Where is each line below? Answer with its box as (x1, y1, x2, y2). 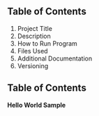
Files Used (17, 46, 48, 55)
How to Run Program (17, 39, 78, 48)
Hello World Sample (7, 101, 66, 109)
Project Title (17, 24, 52, 32)
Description (17, 32, 51, 40)
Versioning (17, 61, 49, 70)
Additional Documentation (17, 54, 93, 63)
